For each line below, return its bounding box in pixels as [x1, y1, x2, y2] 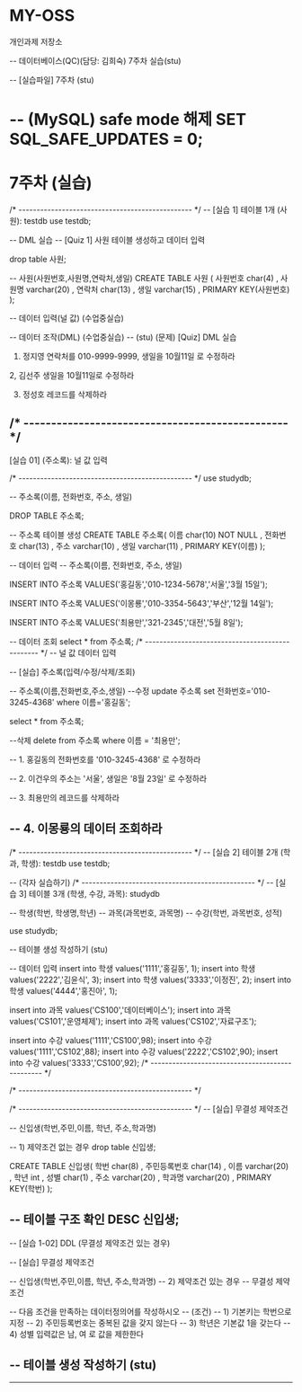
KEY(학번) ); [9, 1183, 53, 1193]
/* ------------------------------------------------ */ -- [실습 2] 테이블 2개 [9, 847, 279, 857]
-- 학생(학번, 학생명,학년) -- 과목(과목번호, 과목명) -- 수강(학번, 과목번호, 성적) [9, 907, 283, 918]
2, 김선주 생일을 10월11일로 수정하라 [9, 370, 135, 381]
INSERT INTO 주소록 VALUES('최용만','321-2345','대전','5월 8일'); [9, 616, 244, 627]
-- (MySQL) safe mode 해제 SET [9, 110, 247, 130]
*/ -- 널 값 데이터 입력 [40, 647, 117, 658]
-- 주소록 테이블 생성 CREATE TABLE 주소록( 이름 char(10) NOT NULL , [9, 529, 263, 540]
